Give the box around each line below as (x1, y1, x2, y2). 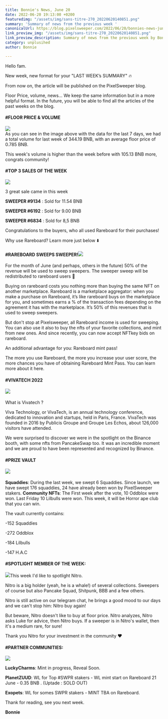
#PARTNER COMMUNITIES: (5, 644, 63, 650)
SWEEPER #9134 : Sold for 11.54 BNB (5, 198, 82, 204)
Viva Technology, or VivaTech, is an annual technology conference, (5, 409, 144, 415)
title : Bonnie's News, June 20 (5, 7, 70, 13)
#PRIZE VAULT (5, 457, 36, 463)
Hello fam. (5, 63, 26, 69)
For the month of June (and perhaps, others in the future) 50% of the (5, 263, 147, 269)
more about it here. (5, 366, 45, 372)
